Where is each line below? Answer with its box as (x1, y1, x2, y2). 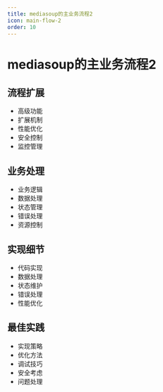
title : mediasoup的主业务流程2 (7, 10, 93, 18)
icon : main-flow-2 (7, 17, 61, 24)
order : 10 (7, 23, 37, 30)
